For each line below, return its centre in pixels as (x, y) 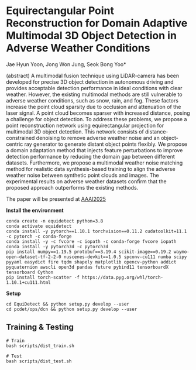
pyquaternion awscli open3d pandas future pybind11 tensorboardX (87, 267)
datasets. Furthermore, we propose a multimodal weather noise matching (94, 163)
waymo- (182, 252)
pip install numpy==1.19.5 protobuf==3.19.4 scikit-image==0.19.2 (89, 252)
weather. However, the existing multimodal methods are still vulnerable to (94, 94)
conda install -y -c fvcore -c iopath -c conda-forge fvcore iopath (91, 241)
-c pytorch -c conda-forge (39, 236)
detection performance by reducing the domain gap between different (91, 156)
